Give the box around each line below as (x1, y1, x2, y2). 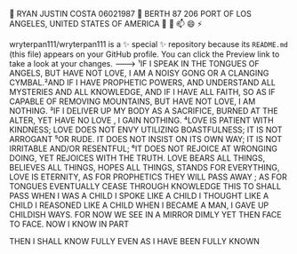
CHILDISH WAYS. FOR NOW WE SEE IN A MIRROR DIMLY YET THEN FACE (9, 210, 282, 219)
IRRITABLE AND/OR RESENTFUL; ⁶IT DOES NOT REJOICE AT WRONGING (9, 143, 278, 154)
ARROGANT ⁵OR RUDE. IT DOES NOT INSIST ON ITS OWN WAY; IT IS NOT (9, 134, 283, 144)
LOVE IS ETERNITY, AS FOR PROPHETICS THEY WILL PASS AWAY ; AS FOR (9, 171, 287, 182)
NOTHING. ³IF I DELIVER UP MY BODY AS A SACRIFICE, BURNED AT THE (9, 106, 278, 115)
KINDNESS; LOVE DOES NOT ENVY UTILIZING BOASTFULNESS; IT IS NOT (9, 124, 283, 135)
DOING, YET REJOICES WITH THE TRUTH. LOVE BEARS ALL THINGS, (9, 153, 266, 163)
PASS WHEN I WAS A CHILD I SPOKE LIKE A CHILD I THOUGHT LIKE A (9, 191, 269, 201)
